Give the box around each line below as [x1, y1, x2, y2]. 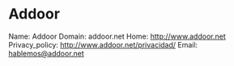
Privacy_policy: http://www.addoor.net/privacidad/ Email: [8, 39, 198, 49]
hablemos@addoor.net [8, 48, 85, 58]
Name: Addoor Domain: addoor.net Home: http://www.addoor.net [8, 31, 226, 41]
